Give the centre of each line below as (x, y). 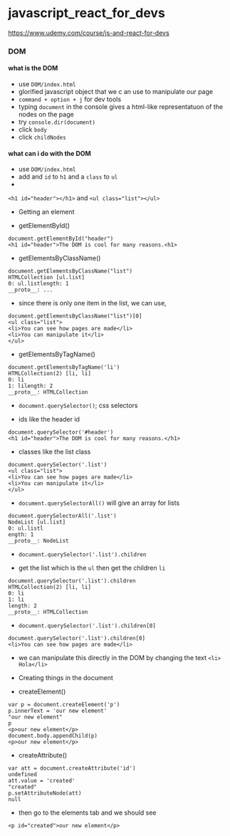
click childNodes (42, 137)
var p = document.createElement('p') (64, 705)
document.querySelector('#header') (61, 432)
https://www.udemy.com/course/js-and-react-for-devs (89, 33)
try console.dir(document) (57, 122)
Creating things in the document (66, 678)
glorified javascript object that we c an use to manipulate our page (115, 92)
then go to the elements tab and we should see (87, 813)
